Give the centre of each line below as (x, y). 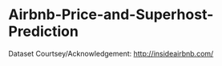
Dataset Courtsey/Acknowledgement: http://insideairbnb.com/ (111, 53)
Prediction (43, 31)
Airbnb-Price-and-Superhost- (111, 15)
